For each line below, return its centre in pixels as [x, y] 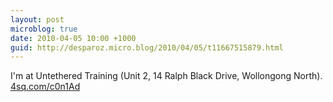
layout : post [37, 19]
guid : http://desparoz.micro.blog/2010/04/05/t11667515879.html [147, 47]
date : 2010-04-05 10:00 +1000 [73, 38]
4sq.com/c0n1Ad [45, 87]
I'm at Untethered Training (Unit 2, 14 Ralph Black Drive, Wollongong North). [166, 76]
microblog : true [44, 29]
